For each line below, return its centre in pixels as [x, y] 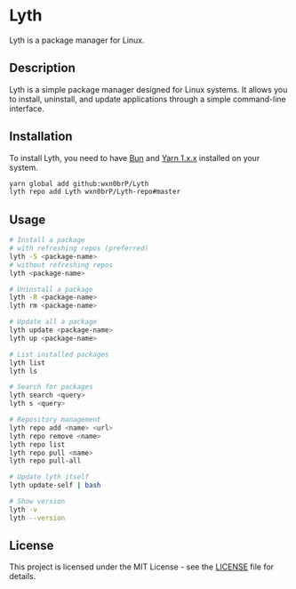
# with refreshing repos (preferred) [79, 248]
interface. [27, 109]
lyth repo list [37, 444]
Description [42, 68]
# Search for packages [51, 387]
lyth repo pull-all [45, 461]
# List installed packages [59, 354]
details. [23, 577]
